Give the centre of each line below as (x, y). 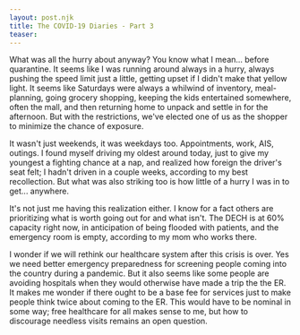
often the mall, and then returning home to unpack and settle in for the (139, 107)
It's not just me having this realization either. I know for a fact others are (141, 209)
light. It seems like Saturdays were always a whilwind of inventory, (131, 88)
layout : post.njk (42, 17)
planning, (26, 98)
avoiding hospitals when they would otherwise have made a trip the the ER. (148, 283)
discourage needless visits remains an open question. (108, 321)
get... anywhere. (39, 191)
